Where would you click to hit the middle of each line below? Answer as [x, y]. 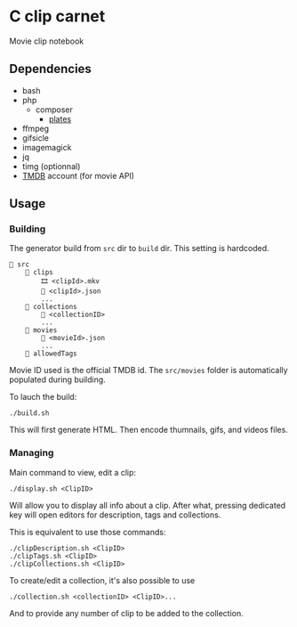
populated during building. [58, 379]
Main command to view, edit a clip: [72, 472]
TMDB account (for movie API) [78, 175]
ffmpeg [36, 128]
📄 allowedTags [51, 354]
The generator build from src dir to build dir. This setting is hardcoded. [139, 248]
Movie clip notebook [47, 41]
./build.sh [29, 413]
